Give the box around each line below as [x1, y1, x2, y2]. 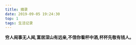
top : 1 [5, 16, 19, 21]
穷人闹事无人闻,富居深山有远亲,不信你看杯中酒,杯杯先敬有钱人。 [5, 34, 134, 40]
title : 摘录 [5, 7, 28, 12]
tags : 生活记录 [5, 20, 33, 26]
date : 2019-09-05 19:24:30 [5, 12, 60, 16]
